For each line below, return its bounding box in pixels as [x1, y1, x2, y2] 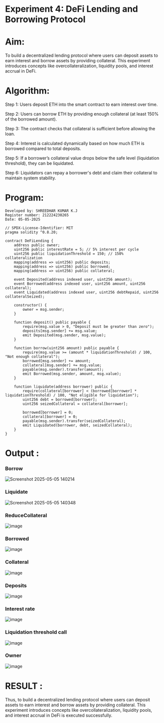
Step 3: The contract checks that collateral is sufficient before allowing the [5, 126, 156, 132]
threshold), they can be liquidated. [5, 160, 74, 166]
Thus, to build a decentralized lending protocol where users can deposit [5, 697, 150, 702]
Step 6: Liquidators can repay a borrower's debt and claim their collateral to [5, 170, 158, 176]
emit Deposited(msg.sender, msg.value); [23, 333, 106, 338]
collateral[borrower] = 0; [23, 414, 78, 419]
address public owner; [14, 243, 60, 248]
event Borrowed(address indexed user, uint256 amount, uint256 [14, 281, 146, 286]
